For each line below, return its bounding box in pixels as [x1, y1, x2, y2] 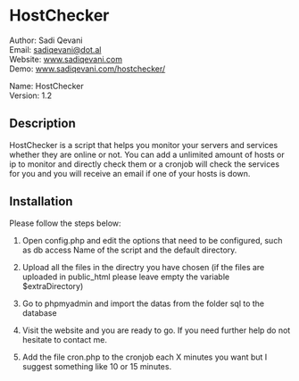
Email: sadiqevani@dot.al [9, 44, 102, 54]
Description [9, 116, 76, 131]
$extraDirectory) [21, 280, 84, 291]
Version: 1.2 [9, 90, 53, 101]
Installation [9, 194, 73, 210]
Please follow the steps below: [9, 218, 122, 228]
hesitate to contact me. [21, 334, 107, 344]
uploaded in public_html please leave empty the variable [21, 271, 230, 282]
